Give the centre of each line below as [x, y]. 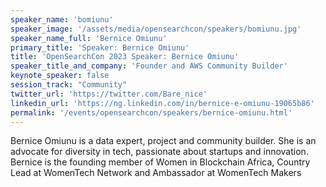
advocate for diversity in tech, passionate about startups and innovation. [159, 152]
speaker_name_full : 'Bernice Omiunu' [89, 38]
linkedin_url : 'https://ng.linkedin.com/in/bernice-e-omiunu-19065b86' [162, 103]
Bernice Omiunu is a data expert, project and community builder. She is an [163, 141]
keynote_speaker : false [60, 76]
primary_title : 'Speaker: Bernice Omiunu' [100, 47]
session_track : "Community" [69, 85]
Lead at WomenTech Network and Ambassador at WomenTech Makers [156, 173]
